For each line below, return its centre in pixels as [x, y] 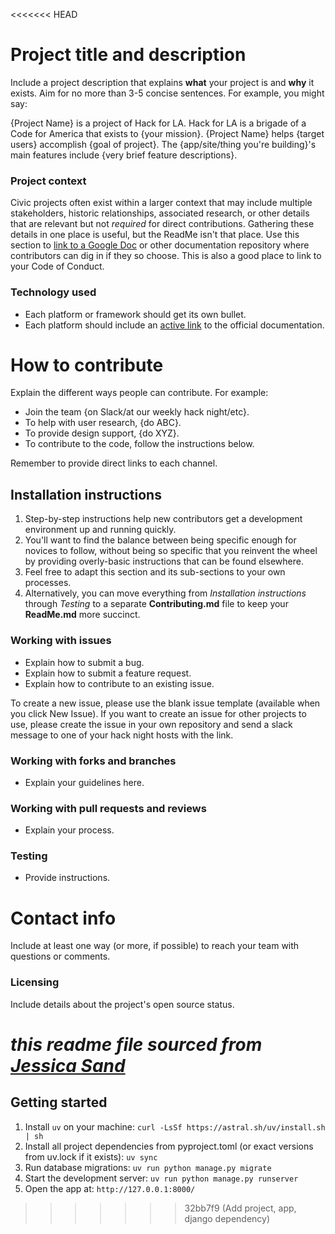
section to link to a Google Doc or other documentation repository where [160, 245]
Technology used [53, 292]
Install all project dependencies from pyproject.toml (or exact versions [169, 1146]
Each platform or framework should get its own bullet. [135, 314]
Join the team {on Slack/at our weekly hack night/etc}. [137, 412]
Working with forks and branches [93, 761]
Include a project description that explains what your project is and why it [162, 82]
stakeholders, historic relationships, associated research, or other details [160, 213]
